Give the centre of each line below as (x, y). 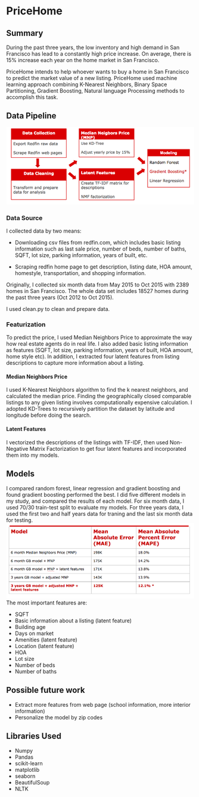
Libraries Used (34, 736)
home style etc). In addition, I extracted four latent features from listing (93, 356)
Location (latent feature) (44, 646)
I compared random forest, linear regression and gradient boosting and (93, 488)
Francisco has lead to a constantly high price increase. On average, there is (99, 54)
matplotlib (27, 769)
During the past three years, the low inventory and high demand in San (93, 47)
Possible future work (46, 690)
